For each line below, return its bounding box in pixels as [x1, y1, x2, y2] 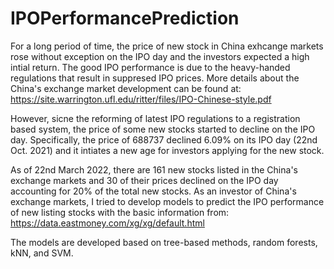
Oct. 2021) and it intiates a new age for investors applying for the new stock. [10, 144, 325, 156]
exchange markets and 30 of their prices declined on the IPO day [10, 174, 279, 186]
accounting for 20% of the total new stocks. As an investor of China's [10, 185, 297, 197]
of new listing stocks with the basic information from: [10, 206, 230, 218]
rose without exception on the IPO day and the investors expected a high [10, 50, 310, 62]
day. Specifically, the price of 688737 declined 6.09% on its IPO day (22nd [10, 133, 318, 146]
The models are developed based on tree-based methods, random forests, [10, 236, 318, 248]
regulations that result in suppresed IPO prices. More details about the [10, 72, 300, 84]
